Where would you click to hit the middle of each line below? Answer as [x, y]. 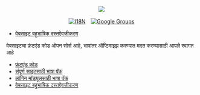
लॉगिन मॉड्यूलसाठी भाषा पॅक [41, 78]
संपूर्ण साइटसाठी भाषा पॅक [39, 71]
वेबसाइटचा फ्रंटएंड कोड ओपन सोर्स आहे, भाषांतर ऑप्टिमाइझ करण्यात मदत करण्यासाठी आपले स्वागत [100, 46]
